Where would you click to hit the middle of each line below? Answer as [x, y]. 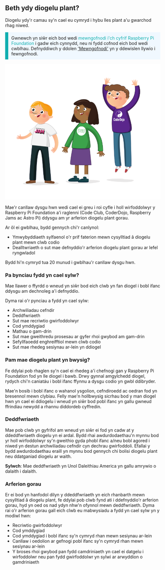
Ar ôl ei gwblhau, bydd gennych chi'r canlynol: [52, 227]
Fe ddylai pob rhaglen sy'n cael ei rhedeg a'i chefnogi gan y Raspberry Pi [80, 371]
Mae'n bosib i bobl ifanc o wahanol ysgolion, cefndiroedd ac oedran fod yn [81, 391]
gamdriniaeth [26, 562]
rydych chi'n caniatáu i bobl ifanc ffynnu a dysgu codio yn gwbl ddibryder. [81, 381]
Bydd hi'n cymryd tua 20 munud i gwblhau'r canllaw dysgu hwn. [70, 262]
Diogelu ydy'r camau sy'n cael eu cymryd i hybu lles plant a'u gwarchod [78, 20]
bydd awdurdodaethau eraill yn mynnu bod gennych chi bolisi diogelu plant [81, 451]
